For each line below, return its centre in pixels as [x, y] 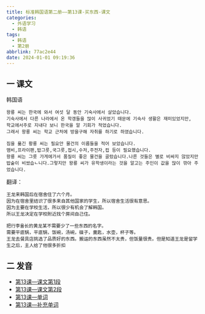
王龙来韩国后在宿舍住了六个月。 [41, 195]
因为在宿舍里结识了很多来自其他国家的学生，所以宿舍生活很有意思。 [79, 201]
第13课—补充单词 [37, 305]
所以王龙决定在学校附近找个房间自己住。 [50, 214]
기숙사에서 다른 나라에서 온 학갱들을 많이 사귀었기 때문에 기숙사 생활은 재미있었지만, [99, 119]
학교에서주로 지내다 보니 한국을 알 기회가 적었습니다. [64, 125]
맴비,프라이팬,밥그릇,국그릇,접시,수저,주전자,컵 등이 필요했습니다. [79, 151]
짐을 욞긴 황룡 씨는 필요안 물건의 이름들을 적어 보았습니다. [71, 144]
